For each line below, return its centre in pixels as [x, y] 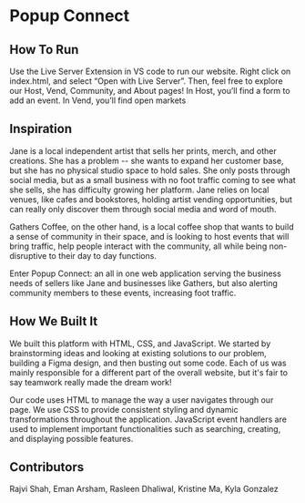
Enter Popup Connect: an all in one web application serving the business [146, 273]
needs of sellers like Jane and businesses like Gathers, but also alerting [143, 282]
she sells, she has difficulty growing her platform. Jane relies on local [139, 190]
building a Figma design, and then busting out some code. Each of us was [148, 363]
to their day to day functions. [103, 255]
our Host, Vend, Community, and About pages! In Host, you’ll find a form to [150, 91]
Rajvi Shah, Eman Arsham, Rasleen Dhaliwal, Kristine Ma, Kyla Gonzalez [144, 489]
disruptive [28, 255]
